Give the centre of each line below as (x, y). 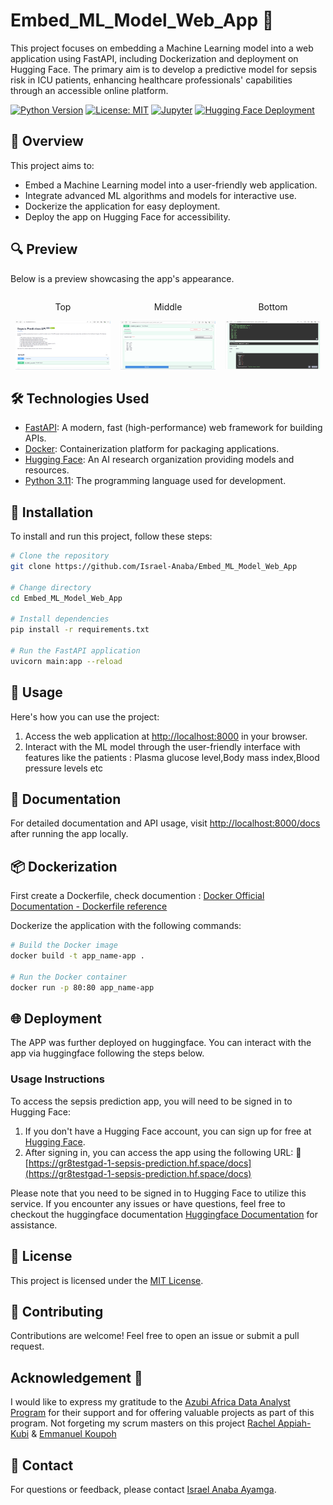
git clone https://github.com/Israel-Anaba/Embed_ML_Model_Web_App (154, 567)
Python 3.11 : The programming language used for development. (155, 481)
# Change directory (51, 587)
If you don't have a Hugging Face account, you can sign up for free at (168, 1131)
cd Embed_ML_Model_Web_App (66, 598)
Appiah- (294, 1423)
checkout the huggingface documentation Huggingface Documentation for (164, 1214)
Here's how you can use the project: (85, 716)
